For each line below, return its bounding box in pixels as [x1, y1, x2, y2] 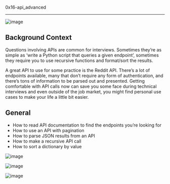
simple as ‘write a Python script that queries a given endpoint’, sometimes [5, 52, 159, 58]
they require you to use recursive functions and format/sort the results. [5, 57, 153, 64]
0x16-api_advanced [5, 5, 47, 10]
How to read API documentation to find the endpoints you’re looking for [12, 122, 162, 128]
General [5, 108, 31, 117]
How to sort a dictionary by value [12, 143, 82, 149]
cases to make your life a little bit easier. [5, 94, 89, 100]
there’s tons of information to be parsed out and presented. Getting [5, 78, 145, 84]
